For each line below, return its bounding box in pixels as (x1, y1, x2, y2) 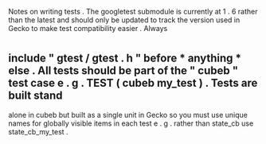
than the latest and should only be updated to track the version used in (8, 15, 241, 25)
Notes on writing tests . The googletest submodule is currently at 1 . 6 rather (8, 7, 258, 16)
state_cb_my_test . (8, 126, 69, 136)
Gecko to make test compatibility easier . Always (8, 24, 168, 33)
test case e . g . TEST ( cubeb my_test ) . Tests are (8, 76, 258, 90)
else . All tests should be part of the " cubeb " (8, 64, 239, 78)
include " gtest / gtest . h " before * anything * (8, 52, 241, 65)
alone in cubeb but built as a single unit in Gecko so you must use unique (8, 110, 248, 119)
